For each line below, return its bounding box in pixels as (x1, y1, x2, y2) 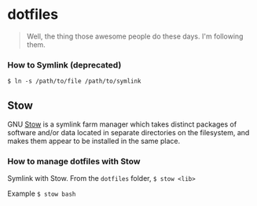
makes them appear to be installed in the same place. (7, 136, 181, 146)
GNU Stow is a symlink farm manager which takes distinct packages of (7, 120, 237, 129)
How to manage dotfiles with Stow (7, 156, 141, 167)
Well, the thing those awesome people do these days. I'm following (26, 31, 244, 41)
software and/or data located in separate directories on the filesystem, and (7, 128, 250, 138)
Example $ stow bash (7, 189, 76, 198)
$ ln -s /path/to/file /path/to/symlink (7, 77, 142, 86)
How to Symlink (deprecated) (7, 59, 122, 70)
